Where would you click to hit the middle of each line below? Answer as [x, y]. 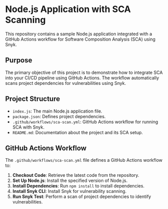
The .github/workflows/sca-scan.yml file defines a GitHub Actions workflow [84, 160]
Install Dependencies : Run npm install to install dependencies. [78, 186]
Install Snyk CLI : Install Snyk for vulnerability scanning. [69, 191]
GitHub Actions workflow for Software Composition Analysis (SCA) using [80, 39]
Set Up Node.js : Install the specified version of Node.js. [70, 181]
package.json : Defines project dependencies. [59, 116]
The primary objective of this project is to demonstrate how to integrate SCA [84, 72]
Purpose [19, 61]
